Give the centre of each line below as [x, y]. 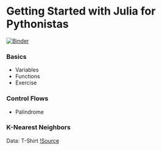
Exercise [26, 83]
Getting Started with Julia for [81, 11]
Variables [27, 70]
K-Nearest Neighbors [39, 128]
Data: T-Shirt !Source [33, 140]
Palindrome [30, 112]
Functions [28, 77]
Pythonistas [37, 24]
